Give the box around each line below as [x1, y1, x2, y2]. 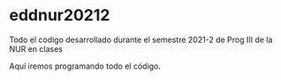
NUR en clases [9, 43, 64, 54]
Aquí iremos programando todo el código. [9, 61, 162, 71]
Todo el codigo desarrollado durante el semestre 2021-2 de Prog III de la [9, 34, 273, 45]
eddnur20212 [9, 5, 110, 25]
